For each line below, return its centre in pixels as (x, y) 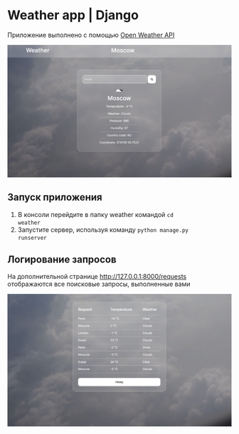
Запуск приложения (55, 197)
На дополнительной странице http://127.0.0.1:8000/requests (97, 277)
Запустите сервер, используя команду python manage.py (103, 229)
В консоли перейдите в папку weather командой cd (96, 214)
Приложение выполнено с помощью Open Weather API (91, 35)
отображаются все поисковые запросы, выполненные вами (99, 284)
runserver (32, 238)
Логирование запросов (62, 259)
